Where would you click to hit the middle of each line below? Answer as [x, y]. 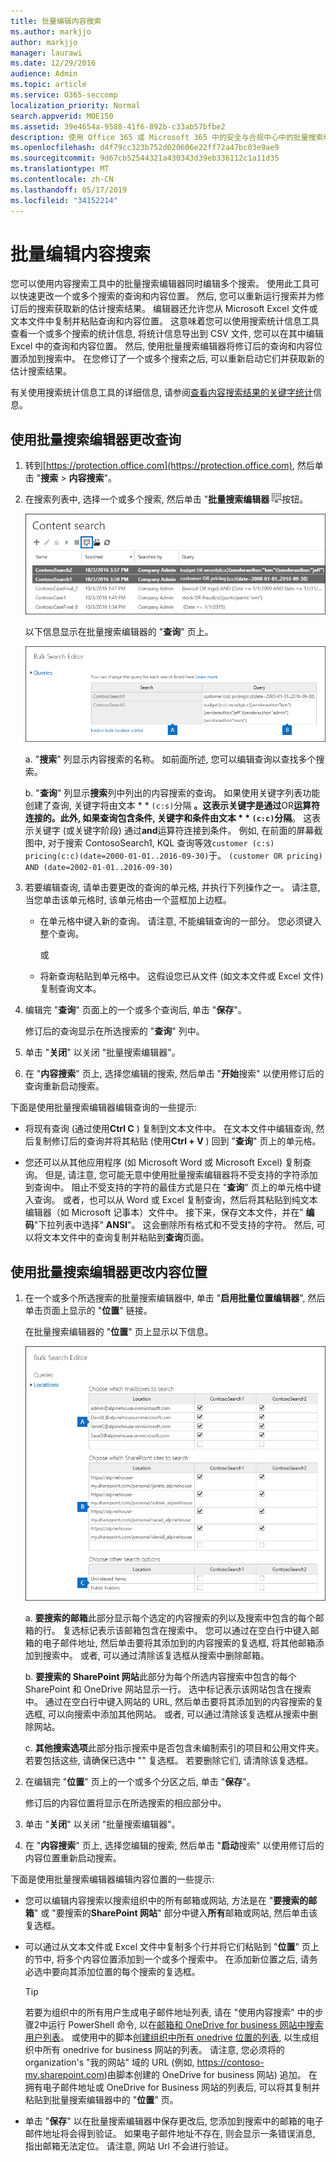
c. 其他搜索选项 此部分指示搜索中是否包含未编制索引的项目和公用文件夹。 [174, 1747]
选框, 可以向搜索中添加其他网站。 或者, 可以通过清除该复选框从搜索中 [167, 1714]
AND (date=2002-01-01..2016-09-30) [99, 868]
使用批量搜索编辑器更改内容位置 [109, 1271]
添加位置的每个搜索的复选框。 [139, 1971]
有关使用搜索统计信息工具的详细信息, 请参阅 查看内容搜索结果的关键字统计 [161, 392]
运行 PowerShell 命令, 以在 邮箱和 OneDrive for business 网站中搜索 [186, 2024]
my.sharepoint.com [64, 2074]
